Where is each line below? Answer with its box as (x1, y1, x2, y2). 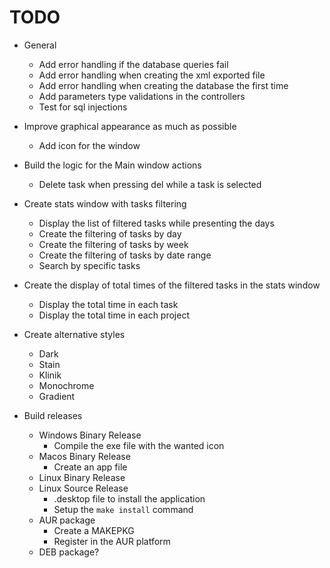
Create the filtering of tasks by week (38, 238, 189, 250)
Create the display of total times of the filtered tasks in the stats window (23, 279, 321, 291)
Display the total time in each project (38, 309, 190, 321)
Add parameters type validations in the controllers (38, 90, 246, 102)
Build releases (23, 409, 83, 421)
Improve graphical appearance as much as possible (23, 120, 237, 132)
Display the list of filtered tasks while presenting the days (38, 217, 275, 229)
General (23, 39, 57, 51)
